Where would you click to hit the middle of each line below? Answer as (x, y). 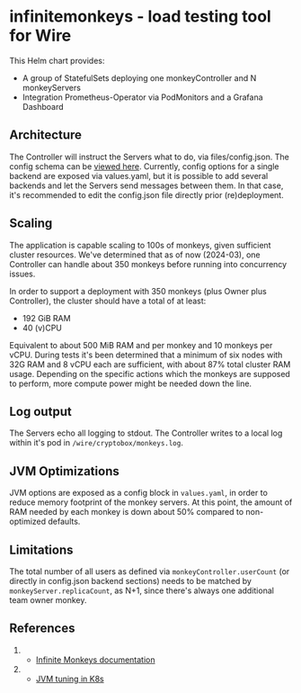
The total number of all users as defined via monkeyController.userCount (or (150, 571)
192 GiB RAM (46, 318)
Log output (40, 411)
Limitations (41, 549)
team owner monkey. (48, 600)
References (42, 629)
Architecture (46, 135)
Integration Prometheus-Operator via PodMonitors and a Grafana (142, 97)
